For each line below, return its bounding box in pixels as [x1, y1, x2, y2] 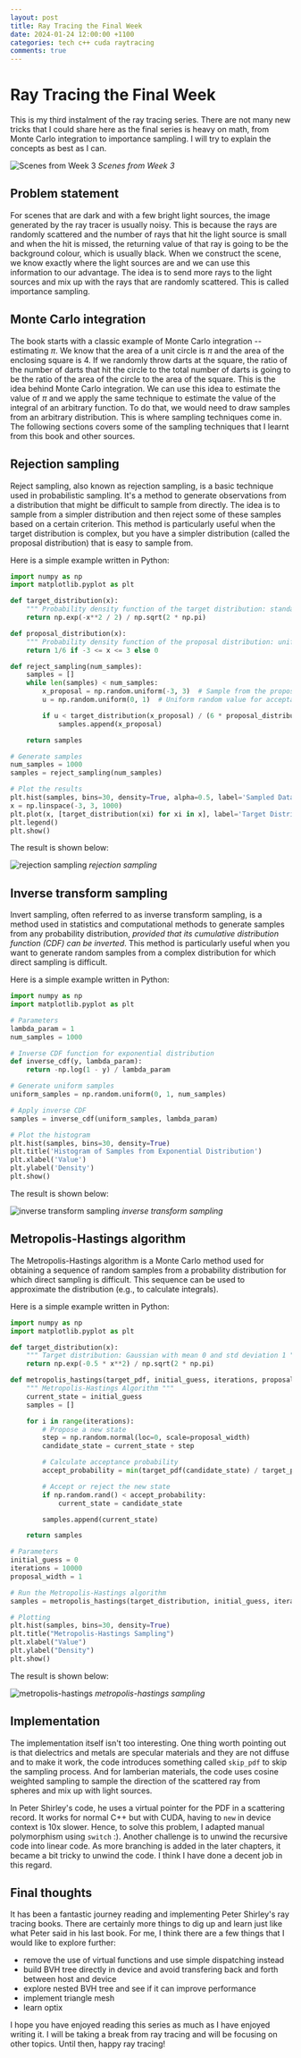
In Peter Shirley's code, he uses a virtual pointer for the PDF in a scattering [10, 1802, 285, 1813]
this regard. [10, 1859, 53, 1870]
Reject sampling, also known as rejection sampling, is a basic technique [10, 480, 274, 491]
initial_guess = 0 [10, 1555, 79, 1565]
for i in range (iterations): [26, 1417, 135, 1426]
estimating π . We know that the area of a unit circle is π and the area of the [10, 345, 285, 356]
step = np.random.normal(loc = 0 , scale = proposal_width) [42, 1433, 251, 1443]
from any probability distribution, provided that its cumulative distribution [10, 928, 280, 939]
